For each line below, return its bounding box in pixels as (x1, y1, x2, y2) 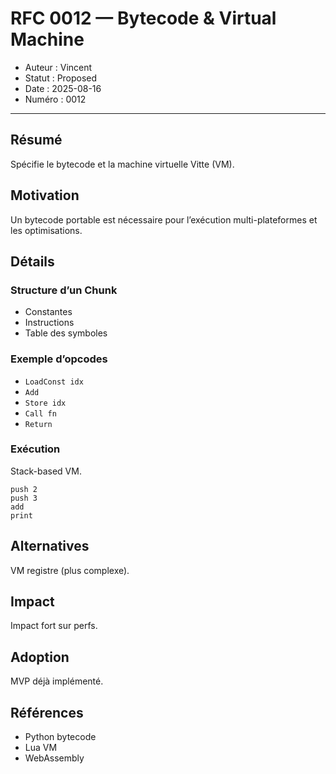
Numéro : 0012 (24, 93, 87, 105)
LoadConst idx (24, 377, 84, 387)
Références (10, 704, 84, 721)
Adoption (10, 648, 70, 666)
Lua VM (24, 742, 58, 754)
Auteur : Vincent (24, 61, 93, 73)
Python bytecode (24, 731, 97, 743)
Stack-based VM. (10, 465, 82, 477)
